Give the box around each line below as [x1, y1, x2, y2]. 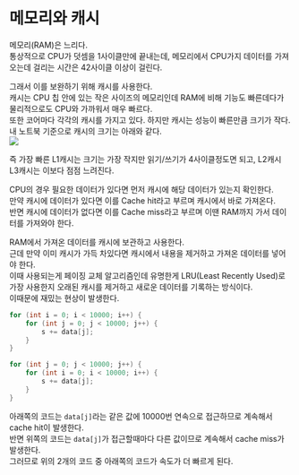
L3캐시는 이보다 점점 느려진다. [9, 165, 115, 176]
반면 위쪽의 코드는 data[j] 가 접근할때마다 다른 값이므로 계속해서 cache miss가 [9, 433, 285, 444]
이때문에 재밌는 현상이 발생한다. [9, 292, 120, 303]
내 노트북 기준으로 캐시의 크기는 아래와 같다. [9, 125, 163, 136]
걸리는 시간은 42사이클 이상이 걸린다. [32, 62, 163, 73]
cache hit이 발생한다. [9, 422, 84, 433]
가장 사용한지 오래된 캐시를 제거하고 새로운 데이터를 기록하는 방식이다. [9, 281, 253, 292]
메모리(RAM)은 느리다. [9, 39, 88, 50]
